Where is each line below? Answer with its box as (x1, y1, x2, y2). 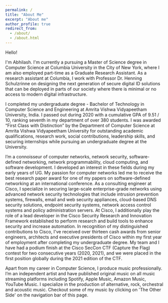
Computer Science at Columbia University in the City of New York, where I (5, 64, 160, 71)
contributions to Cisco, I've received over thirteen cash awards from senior (5, 228, 161, 234)
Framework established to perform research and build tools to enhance (5, 218, 153, 224)
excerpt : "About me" (5, 17, 49, 22)
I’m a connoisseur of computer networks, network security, (5, 153, 129, 159)
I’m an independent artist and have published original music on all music (5, 270, 155, 276)
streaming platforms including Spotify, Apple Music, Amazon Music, (5, 276, 146, 282)
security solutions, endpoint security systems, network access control (5, 202, 151, 208)
